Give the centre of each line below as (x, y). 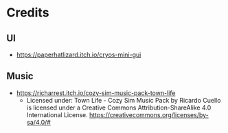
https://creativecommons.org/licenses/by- (149, 114)
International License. (57, 114)
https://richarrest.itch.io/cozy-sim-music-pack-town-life (96, 93)
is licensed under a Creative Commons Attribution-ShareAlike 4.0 (119, 108)
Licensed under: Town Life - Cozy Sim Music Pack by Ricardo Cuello (124, 100)
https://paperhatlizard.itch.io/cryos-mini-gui (79, 54)
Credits (28, 13)
